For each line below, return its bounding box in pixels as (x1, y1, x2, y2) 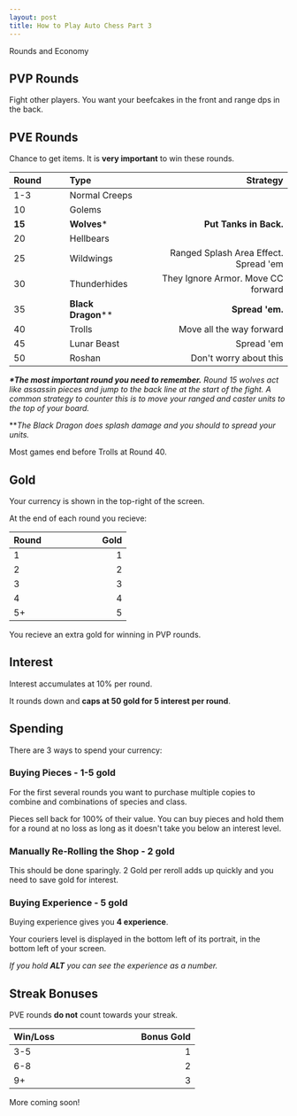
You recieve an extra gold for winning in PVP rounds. (9, 629, 202, 639)
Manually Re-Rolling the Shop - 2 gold (9, 845, 175, 857)
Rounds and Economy (9, 45, 89, 56)
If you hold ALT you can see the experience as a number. (9, 960, 218, 971)
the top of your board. (9, 403, 90, 414)
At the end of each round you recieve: (9, 513, 148, 523)
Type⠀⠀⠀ (69, 174, 111, 187)
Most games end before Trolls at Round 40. (9, 446, 168, 457)
